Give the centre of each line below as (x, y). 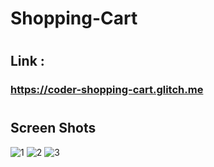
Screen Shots (53, 128)
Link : (27, 61)
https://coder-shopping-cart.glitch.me (107, 90)
